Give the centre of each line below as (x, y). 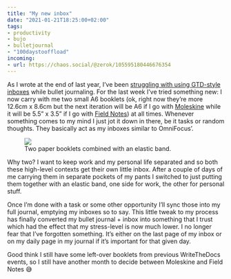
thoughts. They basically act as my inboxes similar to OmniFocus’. (101, 128)
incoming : (21, 59)
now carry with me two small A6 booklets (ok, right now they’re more (105, 99)
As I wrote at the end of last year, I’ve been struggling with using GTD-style (114, 84)
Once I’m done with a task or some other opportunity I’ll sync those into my (114, 205)
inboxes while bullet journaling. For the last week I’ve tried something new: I (114, 92)
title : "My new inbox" (40, 13)
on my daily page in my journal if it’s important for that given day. (99, 241)
